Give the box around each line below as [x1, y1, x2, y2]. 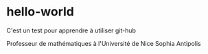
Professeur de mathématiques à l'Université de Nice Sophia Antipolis [6, 39, 201, 47]
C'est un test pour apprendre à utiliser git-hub [6, 26, 137, 34]
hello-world [6, 4, 75, 20]
